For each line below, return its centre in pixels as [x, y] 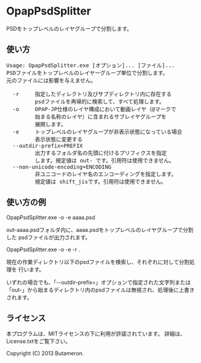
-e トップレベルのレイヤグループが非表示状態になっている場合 [97, 132]
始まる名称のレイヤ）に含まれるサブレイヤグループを [101, 117]
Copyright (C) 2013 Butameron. [45, 353]
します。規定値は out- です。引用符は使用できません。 [105, 160]
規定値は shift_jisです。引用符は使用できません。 [101, 181]
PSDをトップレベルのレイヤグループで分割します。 [69, 28]
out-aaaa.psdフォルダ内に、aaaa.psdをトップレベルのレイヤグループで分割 [100, 230]
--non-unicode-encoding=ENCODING [62, 167]
